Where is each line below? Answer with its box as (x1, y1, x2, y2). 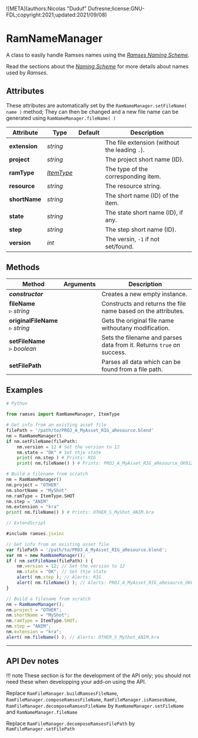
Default (78, 128, 100, 136)
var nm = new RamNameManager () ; (6, 552, 85, 558)
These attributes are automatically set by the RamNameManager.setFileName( (6, 101, 187, 109)
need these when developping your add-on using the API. (6, 678, 146, 685)
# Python (6, 401, 28, 406)
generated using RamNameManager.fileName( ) (6, 114, 116, 122)
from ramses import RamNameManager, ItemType (6, 411, 120, 418)
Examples (6, 385, 43, 395)
